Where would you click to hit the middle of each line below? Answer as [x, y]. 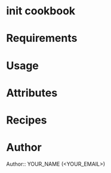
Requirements [42, 38]
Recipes [27, 120]
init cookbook [41, 11]
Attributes [32, 93]
